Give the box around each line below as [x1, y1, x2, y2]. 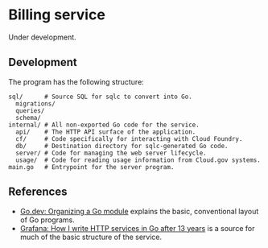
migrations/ [15, 99, 56, 108]
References [8, 185, 68, 199]
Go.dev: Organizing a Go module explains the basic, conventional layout [19, 206, 259, 216]
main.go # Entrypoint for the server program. [8, 163, 175, 171]
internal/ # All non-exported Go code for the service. [8, 121, 200, 129]
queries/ [15, 106, 45, 114]
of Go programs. [19, 215, 75, 225]
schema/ [15, 114, 42, 122]
